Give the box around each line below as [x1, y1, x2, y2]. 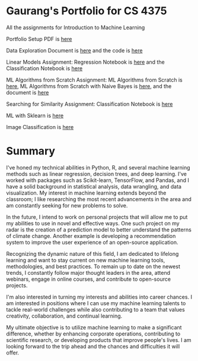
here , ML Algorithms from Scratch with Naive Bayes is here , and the [6, 82, 172, 90]
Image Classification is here [6, 123, 74, 130]
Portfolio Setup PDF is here [6, 35, 72, 42]
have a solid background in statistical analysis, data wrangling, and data [6, 183, 182, 190]
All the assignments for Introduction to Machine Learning [6, 24, 145, 31]
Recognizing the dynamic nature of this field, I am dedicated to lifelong [6, 250, 179, 257]
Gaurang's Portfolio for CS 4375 [6, 4, 167, 18]
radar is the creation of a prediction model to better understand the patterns [6, 226, 191, 233]
